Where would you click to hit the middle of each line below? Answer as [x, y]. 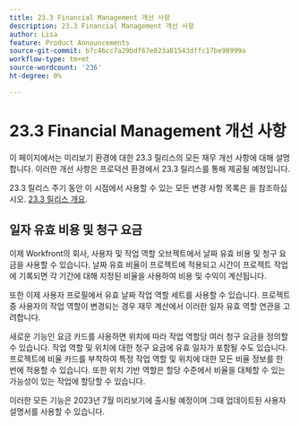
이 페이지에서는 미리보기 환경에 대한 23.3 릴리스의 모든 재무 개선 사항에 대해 [141, 157]
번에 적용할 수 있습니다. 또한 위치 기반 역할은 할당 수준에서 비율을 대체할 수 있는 [148, 369]
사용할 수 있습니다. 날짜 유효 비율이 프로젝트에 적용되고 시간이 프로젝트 [149, 265]
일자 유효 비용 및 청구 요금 [76, 230]
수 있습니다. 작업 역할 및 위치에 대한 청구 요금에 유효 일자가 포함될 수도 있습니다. [149, 347]
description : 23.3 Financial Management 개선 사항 [102, 26]
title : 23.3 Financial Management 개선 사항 [90, 17]
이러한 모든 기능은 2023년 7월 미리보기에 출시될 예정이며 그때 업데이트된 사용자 [148, 400]
